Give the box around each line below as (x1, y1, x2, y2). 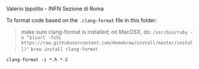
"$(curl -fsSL (26, 35, 62, 41)
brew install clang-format (31, 46, 98, 52)
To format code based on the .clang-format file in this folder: (6, 17, 157, 23)
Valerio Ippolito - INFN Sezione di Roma (6, 5, 104, 12)
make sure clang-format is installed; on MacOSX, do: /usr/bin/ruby (20, 28, 188, 35)
